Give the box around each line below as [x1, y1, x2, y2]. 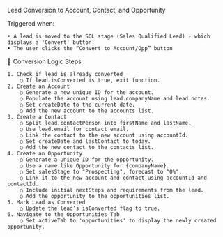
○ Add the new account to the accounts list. [20, 107, 155, 114]
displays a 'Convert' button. [7, 39, 95, 46]
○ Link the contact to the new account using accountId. [20, 132, 189, 139]
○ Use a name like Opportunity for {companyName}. [20, 162, 170, 169]
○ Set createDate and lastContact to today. [20, 138, 151, 145]
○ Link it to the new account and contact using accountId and [20, 174, 208, 181]
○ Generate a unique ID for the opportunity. [20, 156, 155, 163]
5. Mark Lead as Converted [7, 199, 86, 206]
